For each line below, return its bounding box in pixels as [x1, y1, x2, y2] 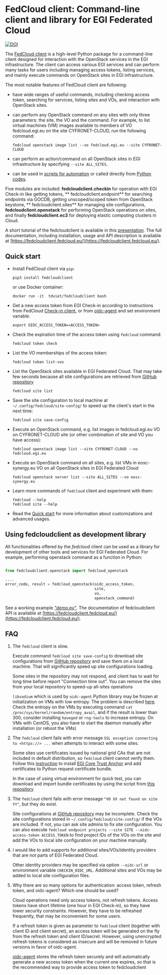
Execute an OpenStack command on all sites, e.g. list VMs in [12, 459, 137, 465]
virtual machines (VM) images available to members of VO [12, 122, 132, 128]
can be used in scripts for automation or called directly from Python [12, 171, 152, 177]
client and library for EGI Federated [5, 14, 153, 25]
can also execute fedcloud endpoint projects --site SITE [12, 826, 134, 832]
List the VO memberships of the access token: [12, 349, 108, 355]
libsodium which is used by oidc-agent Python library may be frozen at [12, 693, 158, 699]
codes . [12, 176, 27, 182]
